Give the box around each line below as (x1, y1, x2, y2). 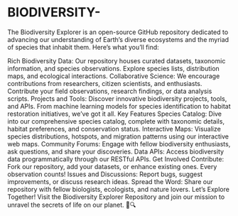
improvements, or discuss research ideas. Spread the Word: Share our (7, 177, 213, 185)
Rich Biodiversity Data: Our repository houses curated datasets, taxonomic (7, 56, 226, 65)
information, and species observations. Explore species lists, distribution (7, 64, 220, 72)
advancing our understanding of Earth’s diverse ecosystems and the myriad (7, 35, 229, 43)
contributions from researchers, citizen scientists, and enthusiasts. (7, 79, 202, 87)
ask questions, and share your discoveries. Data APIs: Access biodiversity (7, 147, 225, 156)
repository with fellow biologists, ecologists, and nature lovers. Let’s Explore (7, 185, 229, 193)
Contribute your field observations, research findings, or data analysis (7, 87, 212, 95)
